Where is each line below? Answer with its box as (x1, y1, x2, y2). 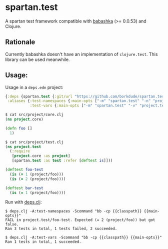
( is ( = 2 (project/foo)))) (9, 176, 66, 181)
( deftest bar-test (5, 185, 43, 190)
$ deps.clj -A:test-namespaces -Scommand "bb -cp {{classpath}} (5, 209, 142, 214)
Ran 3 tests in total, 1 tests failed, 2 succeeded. (5, 226, 117, 231)
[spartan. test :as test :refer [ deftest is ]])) (11, 158, 113, 163)
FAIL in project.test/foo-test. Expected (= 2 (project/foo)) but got (5, 217, 155, 222)
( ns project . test (5, 144, 41, 149)
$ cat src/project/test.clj (5, 139, 64, 144)
